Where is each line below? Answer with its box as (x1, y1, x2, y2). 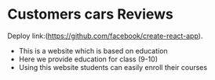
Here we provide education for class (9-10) (18, 54, 159, 64)
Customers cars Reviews (7, 5, 174, 23)
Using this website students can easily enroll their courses (18, 62, 208, 71)
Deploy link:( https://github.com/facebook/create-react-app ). (7, 31, 203, 40)
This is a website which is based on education (18, 46, 168, 55)
